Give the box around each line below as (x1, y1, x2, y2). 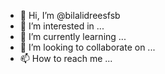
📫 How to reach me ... (19, 53, 113, 64)
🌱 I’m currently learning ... (19, 31, 127, 42)
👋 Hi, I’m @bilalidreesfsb (19, 10, 121, 21)
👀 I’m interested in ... (19, 20, 105, 32)
